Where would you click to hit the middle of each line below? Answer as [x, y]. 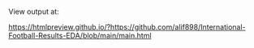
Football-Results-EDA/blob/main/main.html [80, 36]
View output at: [34, 12]
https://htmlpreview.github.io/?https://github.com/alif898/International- [127, 27]
